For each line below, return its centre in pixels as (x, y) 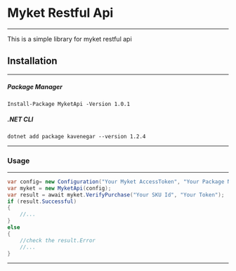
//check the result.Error (58, 240)
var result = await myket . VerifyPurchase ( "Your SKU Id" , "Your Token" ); (116, 194)
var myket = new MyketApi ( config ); (59, 188)
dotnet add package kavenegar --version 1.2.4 (77, 136)
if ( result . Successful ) (42, 201)
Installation (32, 61)
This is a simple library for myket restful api (70, 39)
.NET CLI (20, 119)
